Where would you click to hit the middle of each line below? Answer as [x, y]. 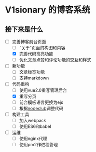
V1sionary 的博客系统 [48, 10]
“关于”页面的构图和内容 [42, 48]
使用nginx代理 [33, 138]
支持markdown [34, 78]
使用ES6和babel [35, 126]
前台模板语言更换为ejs [41, 102]
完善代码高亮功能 [36, 54]
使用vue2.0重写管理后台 [43, 90]
